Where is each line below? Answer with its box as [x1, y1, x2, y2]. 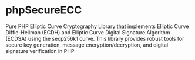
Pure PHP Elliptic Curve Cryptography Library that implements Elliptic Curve [5, 23, 189, 30]
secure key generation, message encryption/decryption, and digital [5, 41, 169, 48]
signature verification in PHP [5, 47, 75, 54]
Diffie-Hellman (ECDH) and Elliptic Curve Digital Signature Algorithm [5, 29, 171, 36]
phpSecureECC [5, 3, 82, 17]
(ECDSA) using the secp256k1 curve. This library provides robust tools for [5, 35, 184, 42]
